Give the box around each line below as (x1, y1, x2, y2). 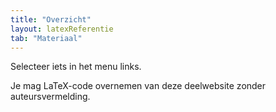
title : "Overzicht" (10, 14, 92, 25)
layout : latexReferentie (10, 24, 114, 34)
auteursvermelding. (10, 91, 91, 103)
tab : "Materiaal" (10, 33, 83, 43)
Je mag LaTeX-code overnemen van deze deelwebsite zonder (10, 80, 267, 92)
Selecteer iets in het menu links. (10, 61, 142, 73)
